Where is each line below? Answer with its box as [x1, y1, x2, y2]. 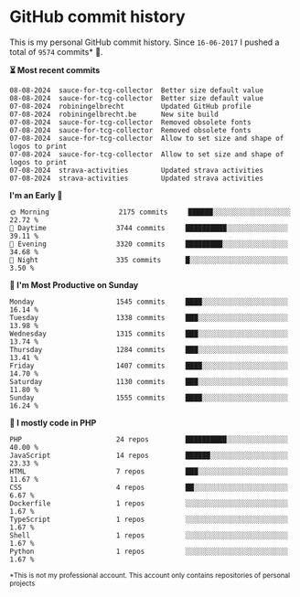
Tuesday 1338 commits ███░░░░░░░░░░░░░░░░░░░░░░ [9, 313, 288, 322]
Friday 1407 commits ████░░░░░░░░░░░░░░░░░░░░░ [9, 361, 288, 370]
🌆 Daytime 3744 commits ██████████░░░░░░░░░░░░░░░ [9, 223, 288, 232]
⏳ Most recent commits [9, 64, 101, 75]
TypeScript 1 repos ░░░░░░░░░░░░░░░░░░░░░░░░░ [9, 515, 288, 524]
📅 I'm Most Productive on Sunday [9, 279, 139, 290]
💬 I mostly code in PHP [9, 417, 97, 428]
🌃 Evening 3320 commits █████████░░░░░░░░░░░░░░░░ [9, 240, 288, 249]
